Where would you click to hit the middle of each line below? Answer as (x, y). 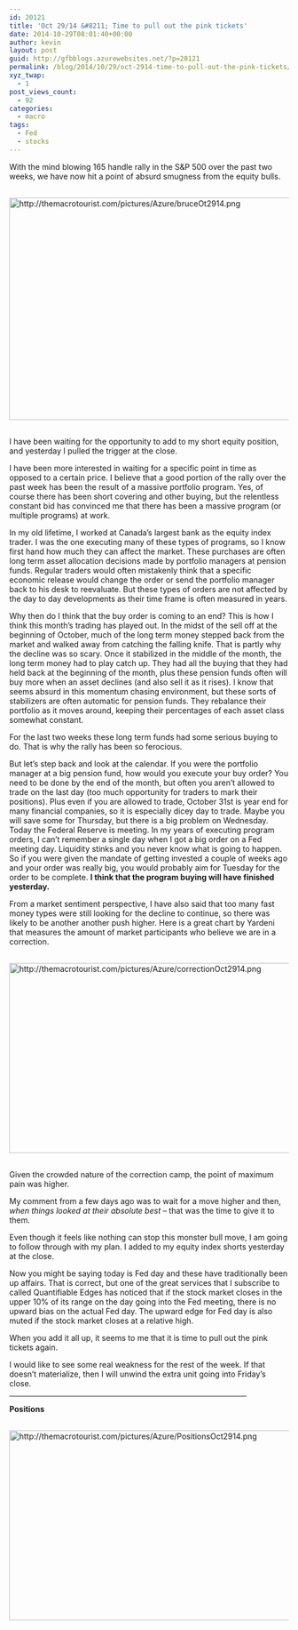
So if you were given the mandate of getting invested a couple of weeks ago (149, 858)
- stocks (33, 141)
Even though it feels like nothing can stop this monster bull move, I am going (149, 1237)
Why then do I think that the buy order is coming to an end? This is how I (141, 615)
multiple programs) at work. (60, 515)
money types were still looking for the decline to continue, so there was (140, 913)
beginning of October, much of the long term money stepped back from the (147, 634)
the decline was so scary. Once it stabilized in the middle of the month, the (145, 654)
